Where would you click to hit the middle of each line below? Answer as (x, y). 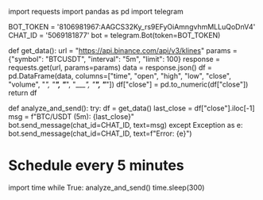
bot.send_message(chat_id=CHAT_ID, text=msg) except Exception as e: (126, 125)
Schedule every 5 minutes (96, 165)
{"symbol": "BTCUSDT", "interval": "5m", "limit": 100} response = (114, 59)
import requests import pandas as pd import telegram (96, 12)
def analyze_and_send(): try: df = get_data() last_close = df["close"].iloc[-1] (132, 108)
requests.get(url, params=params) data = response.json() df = (110, 67)
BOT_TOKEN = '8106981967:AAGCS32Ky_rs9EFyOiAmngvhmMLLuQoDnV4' (132, 27)
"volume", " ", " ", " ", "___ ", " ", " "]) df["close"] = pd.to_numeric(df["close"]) (128, 84)
